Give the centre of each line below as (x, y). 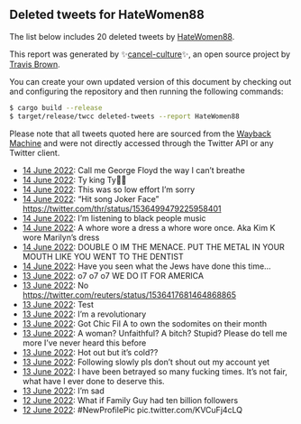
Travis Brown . (35, 64)
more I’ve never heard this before (84, 343)
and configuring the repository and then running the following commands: (146, 91)
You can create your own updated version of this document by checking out (150, 81)
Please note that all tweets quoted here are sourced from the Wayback (141, 134)
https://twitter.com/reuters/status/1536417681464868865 (129, 295)
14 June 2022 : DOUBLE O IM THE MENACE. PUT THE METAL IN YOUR (154, 246)
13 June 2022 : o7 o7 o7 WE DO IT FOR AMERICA (113, 275)
